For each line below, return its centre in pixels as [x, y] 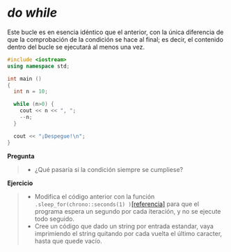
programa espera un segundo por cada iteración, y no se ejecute [128, 211]
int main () [24, 79]
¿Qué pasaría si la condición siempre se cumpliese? [109, 169]
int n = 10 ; [31, 92]
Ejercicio [20, 183]
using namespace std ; [39, 66]
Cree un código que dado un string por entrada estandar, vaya [124, 226]
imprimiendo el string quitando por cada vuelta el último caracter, [128, 233]
